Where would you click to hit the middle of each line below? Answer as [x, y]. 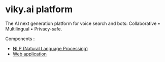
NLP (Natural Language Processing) [50, 48]
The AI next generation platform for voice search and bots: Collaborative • [83, 23]
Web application [29, 54]
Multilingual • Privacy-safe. [34, 28]
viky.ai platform [39, 9]
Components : [20, 39]
